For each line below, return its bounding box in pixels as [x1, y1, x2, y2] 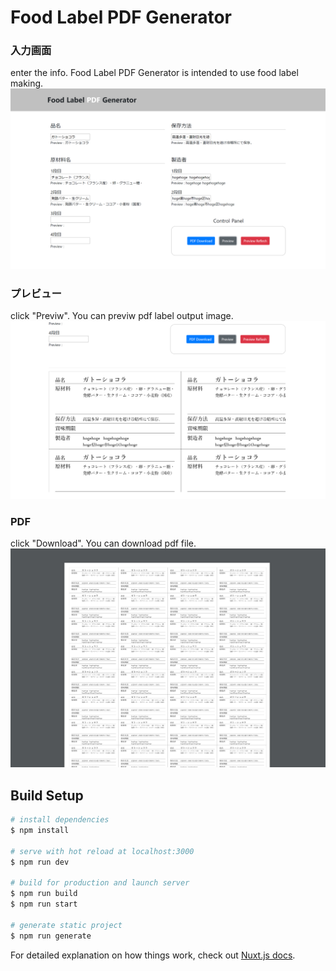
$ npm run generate [10, 931, 92, 941]
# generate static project [10, 920, 123, 930]
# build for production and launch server [10, 878, 190, 888]
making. [10, 77, 44, 90]
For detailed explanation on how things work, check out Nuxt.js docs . [10, 949, 296, 961]
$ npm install [10, 826, 70, 836]
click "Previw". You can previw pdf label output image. [10, 310, 234, 322]
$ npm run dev [10, 857, 70, 867]
